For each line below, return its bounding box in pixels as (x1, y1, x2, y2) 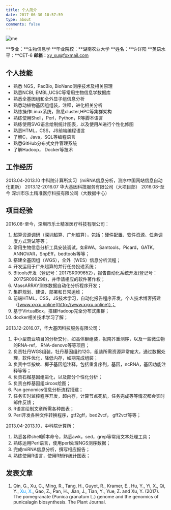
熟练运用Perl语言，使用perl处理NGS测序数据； (13, 440, 111, 446)
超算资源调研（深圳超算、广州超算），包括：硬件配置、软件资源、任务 (13, 232, 158, 238)
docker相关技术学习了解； (13, 314, 68, 320)
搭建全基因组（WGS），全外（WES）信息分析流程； (13, 257, 121, 263)
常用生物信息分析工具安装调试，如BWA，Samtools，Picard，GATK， (13, 244, 157, 250)
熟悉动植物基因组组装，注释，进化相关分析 (13, 102, 103, 108)
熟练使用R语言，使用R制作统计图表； (13, 453, 91, 459)
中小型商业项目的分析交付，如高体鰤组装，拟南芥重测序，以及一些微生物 (13, 336, 165, 342)
